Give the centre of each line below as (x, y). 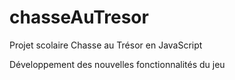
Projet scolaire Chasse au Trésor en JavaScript (106, 45)
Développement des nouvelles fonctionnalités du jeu (117, 64)
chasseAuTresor (79, 17)
